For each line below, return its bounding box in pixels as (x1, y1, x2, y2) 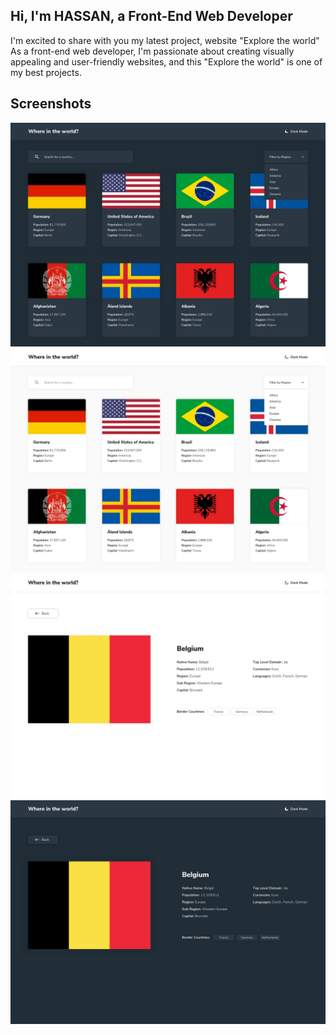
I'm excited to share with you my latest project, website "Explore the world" (10, 34, 320, 46)
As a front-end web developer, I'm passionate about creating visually (10, 45, 295, 57)
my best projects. (10, 66, 82, 78)
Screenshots (10, 95, 92, 113)
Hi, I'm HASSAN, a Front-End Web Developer (10, 8, 293, 25)
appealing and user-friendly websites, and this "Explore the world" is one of (10, 55, 323, 68)
